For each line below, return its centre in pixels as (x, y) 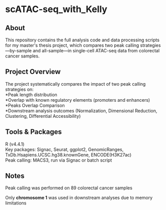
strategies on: (19, 89)
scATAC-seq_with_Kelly (56, 9)
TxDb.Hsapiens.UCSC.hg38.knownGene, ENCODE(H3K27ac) (68, 155)
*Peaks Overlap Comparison (35, 105)
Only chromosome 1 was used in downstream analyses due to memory (79, 198)
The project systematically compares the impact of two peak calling (75, 84)
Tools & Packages (33, 132)
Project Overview (33, 72)
